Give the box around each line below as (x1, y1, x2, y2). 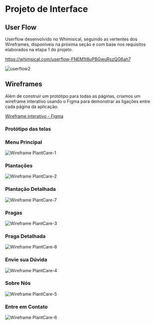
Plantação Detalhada (5, 186, 56, 193)
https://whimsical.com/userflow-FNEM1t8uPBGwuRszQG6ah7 (5, 56, 131, 62)
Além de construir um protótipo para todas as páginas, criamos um (5, 93, 141, 99)
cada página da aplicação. (5, 104, 59, 109)
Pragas (5, 209, 23, 216)
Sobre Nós (5, 280, 31, 287)
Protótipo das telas (5, 125, 51, 132)
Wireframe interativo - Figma (5, 113, 64, 119)
